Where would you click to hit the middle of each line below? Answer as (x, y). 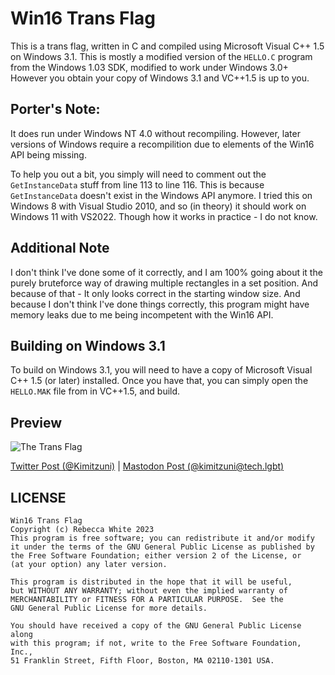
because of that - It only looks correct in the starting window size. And (155, 293)
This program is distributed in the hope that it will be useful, (151, 582)
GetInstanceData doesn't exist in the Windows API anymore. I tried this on (161, 195)
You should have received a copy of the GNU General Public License (156, 626)
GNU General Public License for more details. (109, 608)
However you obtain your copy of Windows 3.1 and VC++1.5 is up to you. (160, 78)
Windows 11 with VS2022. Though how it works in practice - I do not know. (164, 216)
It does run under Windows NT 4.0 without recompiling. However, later (155, 133)
